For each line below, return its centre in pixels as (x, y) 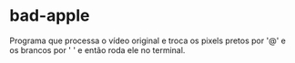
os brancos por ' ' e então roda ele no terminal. (97, 49)
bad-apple (50, 16)
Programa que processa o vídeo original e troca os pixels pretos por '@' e (148, 40)
